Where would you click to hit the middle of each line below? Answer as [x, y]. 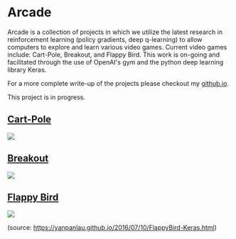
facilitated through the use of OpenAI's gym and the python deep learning [116, 62]
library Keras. [27, 70]
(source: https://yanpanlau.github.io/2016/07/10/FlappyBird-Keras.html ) [112, 228]
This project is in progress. [47, 97]
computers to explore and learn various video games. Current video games [117, 47]
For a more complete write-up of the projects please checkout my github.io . [118, 83]
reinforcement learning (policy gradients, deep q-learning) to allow [105, 39]
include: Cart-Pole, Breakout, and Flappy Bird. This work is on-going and [114, 55]
